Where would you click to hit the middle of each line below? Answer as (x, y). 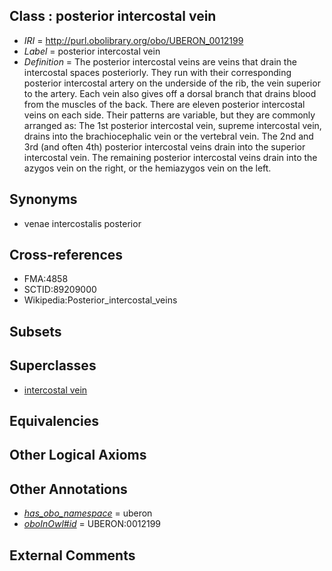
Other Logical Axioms (78, 455)
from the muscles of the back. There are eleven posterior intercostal (164, 104)
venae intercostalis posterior (82, 223)
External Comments (72, 555)
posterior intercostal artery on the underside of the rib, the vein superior (172, 83)
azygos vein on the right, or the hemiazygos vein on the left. (147, 168)
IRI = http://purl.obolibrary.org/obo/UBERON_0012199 (133, 40)
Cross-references (66, 255)
